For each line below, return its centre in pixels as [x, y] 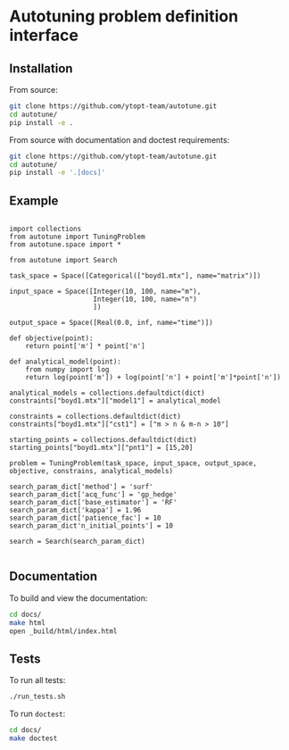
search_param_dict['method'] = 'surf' [81, 487]
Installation [41, 68]
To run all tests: [37, 680]
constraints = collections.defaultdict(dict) [95, 417]
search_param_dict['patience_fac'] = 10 [86, 518]
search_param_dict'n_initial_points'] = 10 [91, 526]
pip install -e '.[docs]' [57, 173]
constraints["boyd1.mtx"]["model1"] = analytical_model [115, 401]
